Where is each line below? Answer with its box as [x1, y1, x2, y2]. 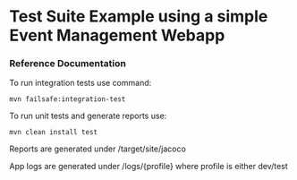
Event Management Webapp [9, 25, 225, 46]
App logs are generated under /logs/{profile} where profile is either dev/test [9, 161, 288, 172]
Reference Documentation [9, 57, 127, 70]
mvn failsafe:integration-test [9, 95, 126, 104]
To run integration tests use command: [9, 78, 152, 89]
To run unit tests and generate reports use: [9, 110, 167, 122]
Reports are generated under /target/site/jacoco [9, 143, 186, 154]
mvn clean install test [9, 128, 98, 137]
